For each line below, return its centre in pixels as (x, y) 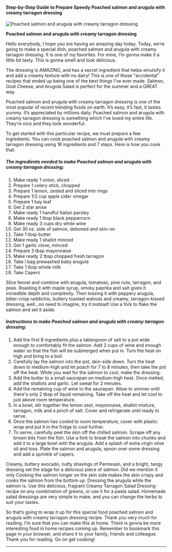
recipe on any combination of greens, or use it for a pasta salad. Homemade (86, 492)
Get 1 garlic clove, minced (40, 246)
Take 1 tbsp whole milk (37, 267)
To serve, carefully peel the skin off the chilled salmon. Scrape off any (87, 433)
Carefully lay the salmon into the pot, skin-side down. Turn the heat (84, 362)
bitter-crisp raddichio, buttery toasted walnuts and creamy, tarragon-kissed (85, 299)
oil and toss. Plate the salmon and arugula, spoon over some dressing (86, 449)
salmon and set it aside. (31, 310)
